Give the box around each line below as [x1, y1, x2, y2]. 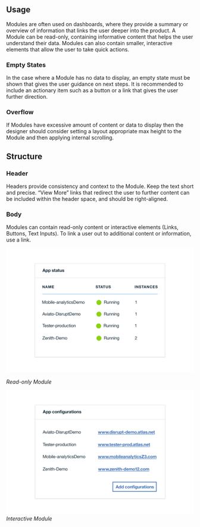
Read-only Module [6, 378, 52, 385]
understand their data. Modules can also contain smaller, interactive [6, 39, 173, 46]
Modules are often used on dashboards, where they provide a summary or [6, 20, 189, 27]
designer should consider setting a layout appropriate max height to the [6, 128, 182, 135]
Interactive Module [6, 515, 52, 522]
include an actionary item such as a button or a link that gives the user [6, 87, 179, 94]
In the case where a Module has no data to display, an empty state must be [6, 74, 190, 81]
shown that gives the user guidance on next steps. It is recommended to [6, 80, 183, 88]
